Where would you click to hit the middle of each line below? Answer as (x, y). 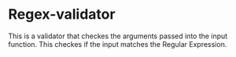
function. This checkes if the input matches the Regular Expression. (118, 44)
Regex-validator (62, 14)
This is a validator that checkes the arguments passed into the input (118, 36)
